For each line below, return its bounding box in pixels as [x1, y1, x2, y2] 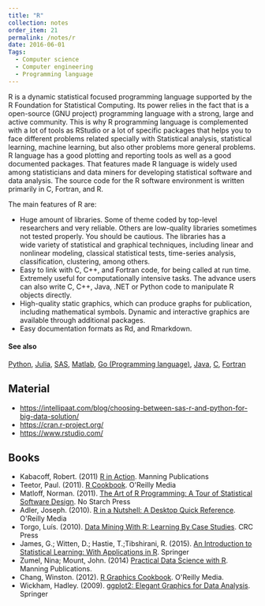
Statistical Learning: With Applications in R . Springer [19, 548, 189, 557]
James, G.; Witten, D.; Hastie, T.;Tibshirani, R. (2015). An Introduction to [19, 539, 252, 548]
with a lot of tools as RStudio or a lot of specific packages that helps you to [8, 125, 252, 135]
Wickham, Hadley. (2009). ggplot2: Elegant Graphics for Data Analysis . [19, 581, 251, 590]
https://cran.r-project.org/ [19, 420, 104, 429]
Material [8, 382, 50, 395]
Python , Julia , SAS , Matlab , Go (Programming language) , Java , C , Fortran [8, 359, 246, 368]
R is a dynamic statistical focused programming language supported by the [8, 92, 252, 101]
